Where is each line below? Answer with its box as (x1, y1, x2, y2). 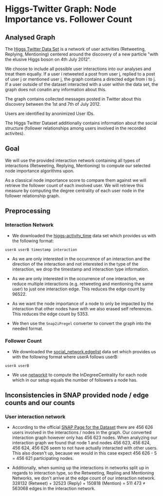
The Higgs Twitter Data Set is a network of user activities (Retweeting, (5, 46, 146, 52)
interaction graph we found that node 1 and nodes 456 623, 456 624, (12, 440, 151, 446)
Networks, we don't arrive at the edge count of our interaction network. (12, 475, 156, 481)
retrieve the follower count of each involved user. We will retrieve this (5, 182, 144, 188)
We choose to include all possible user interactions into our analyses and (5, 66, 151, 72)
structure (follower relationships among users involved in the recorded (5, 125, 146, 131)
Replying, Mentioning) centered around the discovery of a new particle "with (5, 51, 159, 57)
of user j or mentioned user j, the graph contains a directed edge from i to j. (5, 76, 156, 82)
